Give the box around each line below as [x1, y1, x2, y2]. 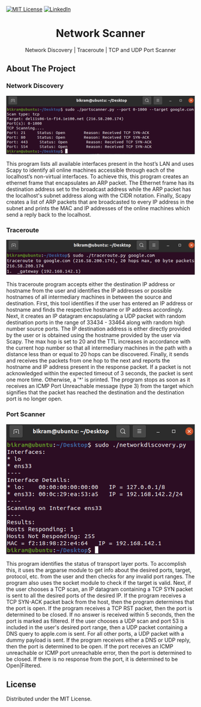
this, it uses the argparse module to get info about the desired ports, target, [6, 566, 192, 574]
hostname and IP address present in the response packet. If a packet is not [6, 363, 191, 371]
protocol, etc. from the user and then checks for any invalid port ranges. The [6, 573, 195, 580]
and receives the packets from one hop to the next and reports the [6, 357, 170, 365]
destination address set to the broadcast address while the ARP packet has [6, 186, 191, 193]
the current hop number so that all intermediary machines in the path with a [6, 344, 193, 351]
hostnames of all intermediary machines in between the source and [6, 293, 172, 301]
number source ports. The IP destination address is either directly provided [6, 325, 191, 332]
